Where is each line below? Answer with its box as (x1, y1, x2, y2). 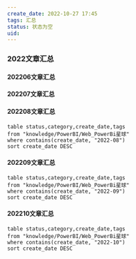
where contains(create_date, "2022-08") (7, 137, 126, 144)
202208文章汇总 (7, 107, 56, 115)
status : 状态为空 (7, 23, 53, 30)
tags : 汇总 (7, 17, 37, 24)
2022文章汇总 (7, 54, 54, 64)
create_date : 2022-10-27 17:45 (7, 10, 98, 17)
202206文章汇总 (7, 73, 56, 81)
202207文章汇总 (7, 90, 56, 98)
